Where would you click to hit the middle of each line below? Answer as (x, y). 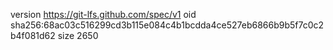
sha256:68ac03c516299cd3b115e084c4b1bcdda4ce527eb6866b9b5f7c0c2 (167, 25)
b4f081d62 (33, 35)
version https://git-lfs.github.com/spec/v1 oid (103, 14)
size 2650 (78, 35)
